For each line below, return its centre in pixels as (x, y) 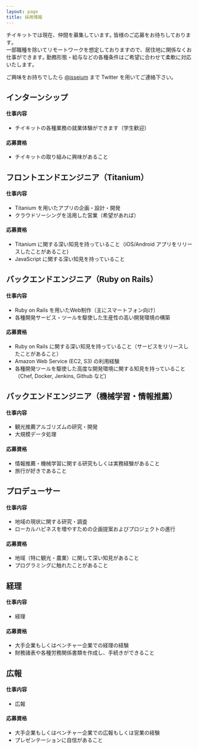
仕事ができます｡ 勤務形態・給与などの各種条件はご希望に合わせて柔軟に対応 (99, 57)
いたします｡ (20, 64)
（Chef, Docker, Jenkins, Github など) (60, 376)
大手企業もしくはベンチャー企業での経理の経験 (72, 645)
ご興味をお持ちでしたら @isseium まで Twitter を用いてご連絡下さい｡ (90, 77)
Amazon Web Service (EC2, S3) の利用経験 (67, 361)
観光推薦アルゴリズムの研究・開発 (56, 427)
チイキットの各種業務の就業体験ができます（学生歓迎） (82, 128)
